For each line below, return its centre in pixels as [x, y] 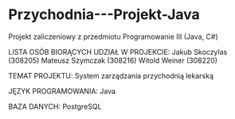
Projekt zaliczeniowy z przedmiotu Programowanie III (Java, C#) [114, 36]
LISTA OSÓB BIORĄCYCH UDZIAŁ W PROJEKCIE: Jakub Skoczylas [118, 52]
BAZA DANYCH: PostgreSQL [55, 106]
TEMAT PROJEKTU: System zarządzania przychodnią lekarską [111, 75]
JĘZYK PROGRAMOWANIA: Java [62, 91]
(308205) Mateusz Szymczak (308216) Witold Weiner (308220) [113, 60]
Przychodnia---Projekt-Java [104, 15]
